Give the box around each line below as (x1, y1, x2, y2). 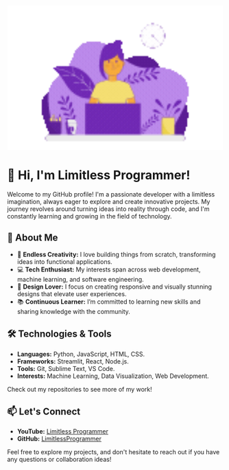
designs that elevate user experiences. (16, 289, 127, 298)
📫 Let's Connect (7, 405, 81, 417)
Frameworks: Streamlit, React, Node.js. (16, 357, 129, 366)
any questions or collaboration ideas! (7, 456, 112, 464)
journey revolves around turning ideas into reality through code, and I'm (7, 205, 210, 213)
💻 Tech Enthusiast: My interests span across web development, (16, 265, 201, 273)
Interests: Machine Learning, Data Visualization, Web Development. (16, 372, 209, 380)
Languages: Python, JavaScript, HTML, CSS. (16, 350, 145, 358)
